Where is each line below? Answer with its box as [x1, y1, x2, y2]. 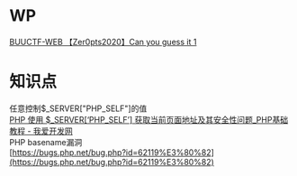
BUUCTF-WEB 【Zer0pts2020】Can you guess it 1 [9, 36, 197, 47]
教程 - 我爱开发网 [9, 125, 74, 136]
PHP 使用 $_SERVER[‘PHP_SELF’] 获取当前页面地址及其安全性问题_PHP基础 [9, 114, 289, 125]
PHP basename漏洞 [9, 136, 83, 147]
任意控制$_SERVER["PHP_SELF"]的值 [9, 103, 148, 114]
